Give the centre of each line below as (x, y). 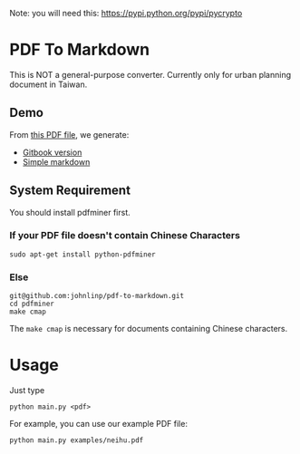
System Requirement (70, 191)
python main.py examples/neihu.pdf (77, 440)
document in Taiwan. (48, 84)
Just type (27, 391)
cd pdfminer (32, 304)
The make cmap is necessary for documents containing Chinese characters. (149, 329)
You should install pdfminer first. (70, 212)
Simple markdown (56, 161)
